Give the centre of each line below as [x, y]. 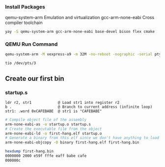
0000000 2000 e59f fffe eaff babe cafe [46, 156]
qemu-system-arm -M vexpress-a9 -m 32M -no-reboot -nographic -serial [79, 54]
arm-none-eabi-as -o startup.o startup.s [48, 124]
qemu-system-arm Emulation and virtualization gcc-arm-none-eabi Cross [80, 18]
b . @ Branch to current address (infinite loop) [79, 107]
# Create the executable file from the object [54, 129]
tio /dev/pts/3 [21, 63]
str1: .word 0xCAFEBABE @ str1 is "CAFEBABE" [54, 111]
